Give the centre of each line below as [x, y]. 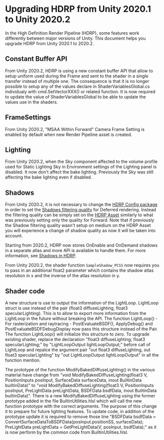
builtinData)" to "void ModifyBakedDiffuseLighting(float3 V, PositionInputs [80, 385]
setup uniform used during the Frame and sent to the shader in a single [77, 76]
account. [14, 236]
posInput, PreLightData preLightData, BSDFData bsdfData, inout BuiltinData [81, 390]
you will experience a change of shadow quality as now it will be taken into [80, 231]
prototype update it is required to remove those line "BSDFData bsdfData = [81, 416]
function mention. [23, 360]
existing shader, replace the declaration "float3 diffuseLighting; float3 [75, 339]
